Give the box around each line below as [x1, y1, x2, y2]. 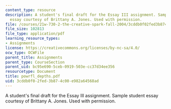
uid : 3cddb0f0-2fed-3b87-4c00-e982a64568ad [5, 78, 99, 84]
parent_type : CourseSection [5, 60, 65, 65]
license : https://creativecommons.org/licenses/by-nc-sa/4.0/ [5, 45, 140, 50]
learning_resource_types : [5, 36, 60, 41]
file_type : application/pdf [5, 31, 65, 36]
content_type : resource [5, 7, 56, 13]
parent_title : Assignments [5, 54, 63, 60]
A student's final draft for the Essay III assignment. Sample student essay [5, 92, 159, 98]
